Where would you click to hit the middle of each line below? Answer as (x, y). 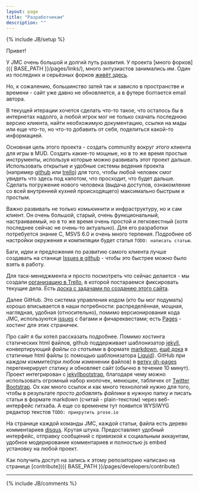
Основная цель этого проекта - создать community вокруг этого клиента (99, 147)
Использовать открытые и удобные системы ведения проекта (85, 166)
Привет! (16, 51)
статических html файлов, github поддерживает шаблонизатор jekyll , (93, 343)
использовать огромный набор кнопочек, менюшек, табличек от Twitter (98, 381)
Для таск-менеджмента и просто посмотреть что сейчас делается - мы (98, 276)
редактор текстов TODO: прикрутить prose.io (62, 412)
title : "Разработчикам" (36, 17)
